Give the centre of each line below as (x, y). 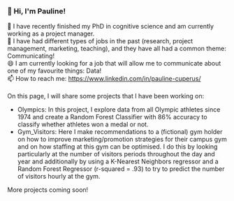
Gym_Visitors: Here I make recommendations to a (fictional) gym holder (120, 132)
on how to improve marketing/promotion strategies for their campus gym (122, 140)
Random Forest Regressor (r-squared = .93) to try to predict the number (121, 169)
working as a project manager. (51, 33)
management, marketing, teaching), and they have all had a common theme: (117, 49)
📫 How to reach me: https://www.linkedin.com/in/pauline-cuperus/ (104, 79)
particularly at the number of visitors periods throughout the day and (116, 154)
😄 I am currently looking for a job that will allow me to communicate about (114, 64)
